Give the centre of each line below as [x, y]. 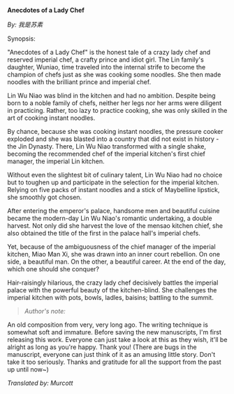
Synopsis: [22, 39]
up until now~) [28, 369]
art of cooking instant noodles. [51, 118]
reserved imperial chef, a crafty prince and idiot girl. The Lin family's [105, 60]
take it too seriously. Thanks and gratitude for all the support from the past [114, 362]
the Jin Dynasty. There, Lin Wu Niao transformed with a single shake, [107, 146]
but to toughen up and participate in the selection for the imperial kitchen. [113, 182]
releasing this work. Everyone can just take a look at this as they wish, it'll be [117, 340]
